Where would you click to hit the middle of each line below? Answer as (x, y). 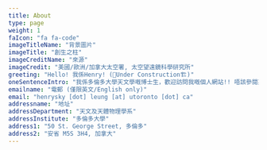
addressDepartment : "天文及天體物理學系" (72, 112)
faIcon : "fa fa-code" (44, 38)
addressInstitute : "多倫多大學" (59, 119)
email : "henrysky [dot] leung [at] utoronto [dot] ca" (101, 97)
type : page (26, 23)
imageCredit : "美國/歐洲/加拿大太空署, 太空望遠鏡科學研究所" (101, 67)
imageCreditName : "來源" (48, 60)
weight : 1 (25, 30)
